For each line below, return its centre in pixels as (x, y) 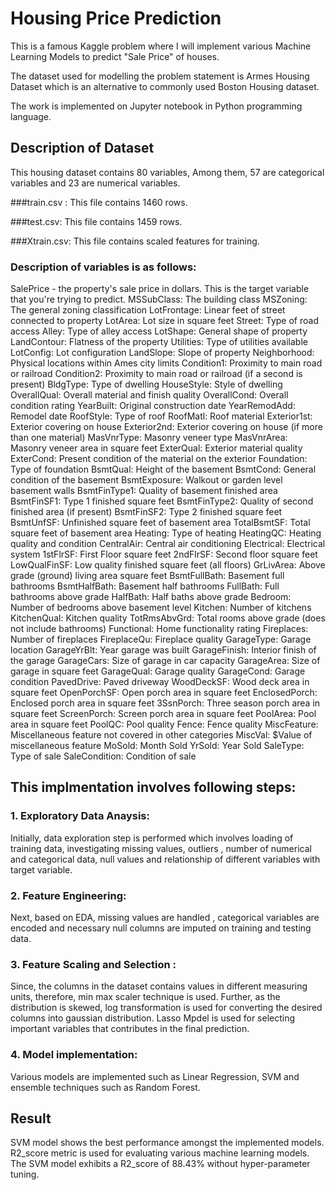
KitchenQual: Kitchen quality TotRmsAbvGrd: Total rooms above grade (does (168, 618)
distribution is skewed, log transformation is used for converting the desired (166, 1008)
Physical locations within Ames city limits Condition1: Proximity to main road (166, 363)
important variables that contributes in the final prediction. (130, 1029)
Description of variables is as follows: (103, 267)
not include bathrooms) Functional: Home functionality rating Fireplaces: (159, 629)
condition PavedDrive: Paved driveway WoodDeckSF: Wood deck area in (160, 682)
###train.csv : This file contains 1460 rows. (99, 202)
